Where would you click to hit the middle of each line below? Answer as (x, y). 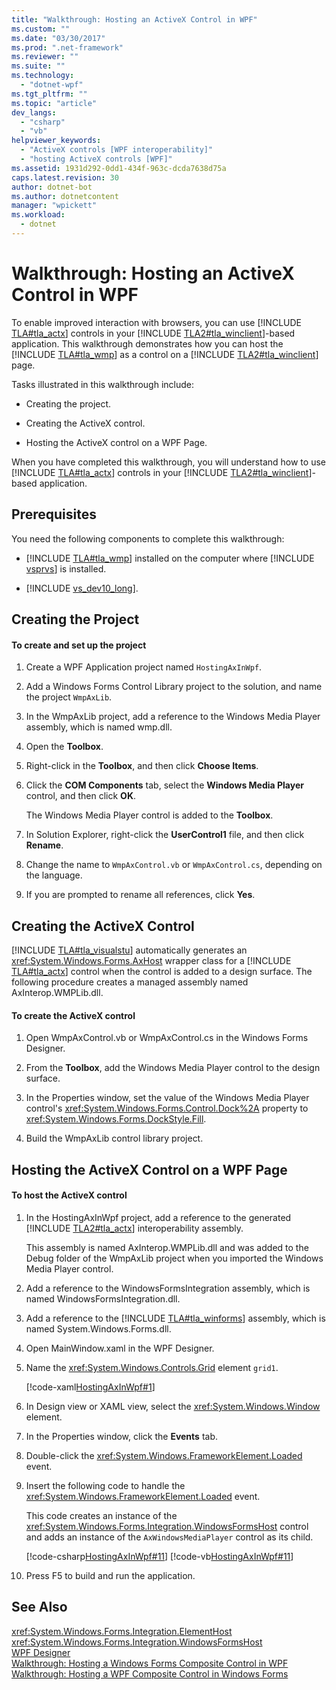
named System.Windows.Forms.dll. (98, 1328)
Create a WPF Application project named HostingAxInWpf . (144, 667)
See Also (39, 1607)
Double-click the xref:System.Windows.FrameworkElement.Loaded (164, 1455)
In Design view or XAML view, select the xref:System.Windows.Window (173, 1406)
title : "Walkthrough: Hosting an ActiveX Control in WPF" (134, 19)
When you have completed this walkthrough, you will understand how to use (168, 462)
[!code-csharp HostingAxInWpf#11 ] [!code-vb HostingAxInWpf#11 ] (159, 1556)
